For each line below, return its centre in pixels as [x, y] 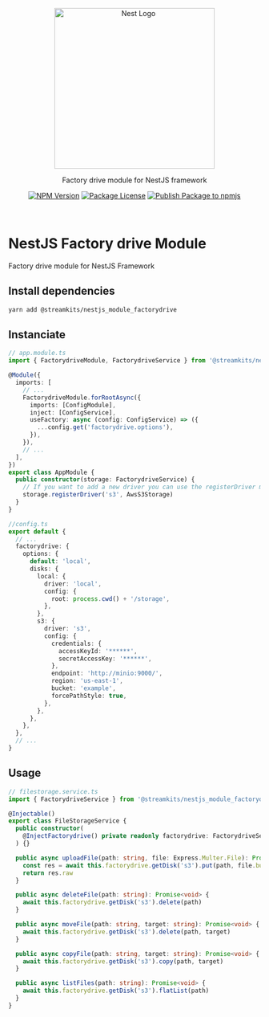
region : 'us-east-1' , [87, 681]
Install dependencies [62, 291]
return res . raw [48, 873]
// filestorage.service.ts [53, 791]
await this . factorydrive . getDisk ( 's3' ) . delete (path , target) [126, 932]
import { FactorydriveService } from [71, 799]
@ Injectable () [32, 814]
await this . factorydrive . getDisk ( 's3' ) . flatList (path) [116, 991]
